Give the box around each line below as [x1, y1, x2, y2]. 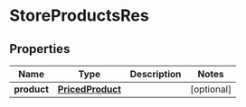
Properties [9, 41, 71, 57]
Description [129, 68, 182, 80]
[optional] [189, 83, 232, 95]
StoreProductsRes [9, 5, 149, 26]
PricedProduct [57, 83, 122, 95]
